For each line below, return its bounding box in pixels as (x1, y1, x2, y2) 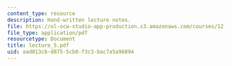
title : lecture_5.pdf (7, 42, 70, 49)
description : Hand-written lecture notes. (7, 16, 131, 23)
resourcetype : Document (7, 36, 76, 43)
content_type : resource (7, 10, 76, 17)
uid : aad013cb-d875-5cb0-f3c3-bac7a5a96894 (7, 49, 135, 56)
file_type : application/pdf (7, 29, 88, 36)
